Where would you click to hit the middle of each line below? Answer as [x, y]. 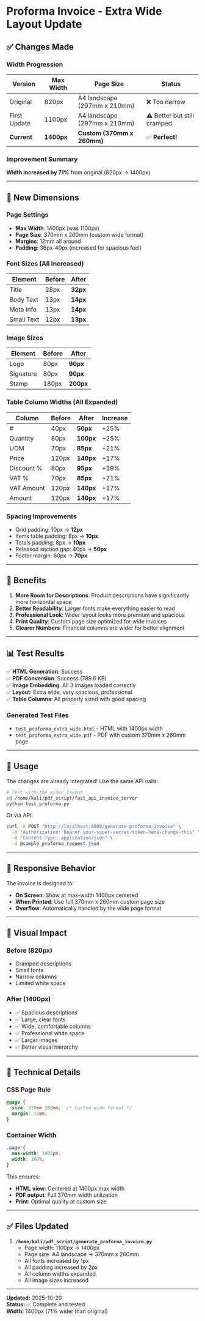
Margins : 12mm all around [48, 241]
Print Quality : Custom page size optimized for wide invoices [91, 621]
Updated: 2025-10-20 [34, 1298]
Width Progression [35, 64]
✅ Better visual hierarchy [46, 1047]
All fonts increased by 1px [56, 1260]
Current [21, 137]
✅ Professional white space [50, 1033]
